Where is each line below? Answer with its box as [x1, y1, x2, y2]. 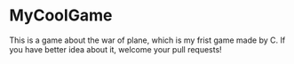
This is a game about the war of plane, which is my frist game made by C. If [9, 35, 286, 45]
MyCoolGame [9, 5, 113, 26]
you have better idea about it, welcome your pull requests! [9, 44, 222, 54]
